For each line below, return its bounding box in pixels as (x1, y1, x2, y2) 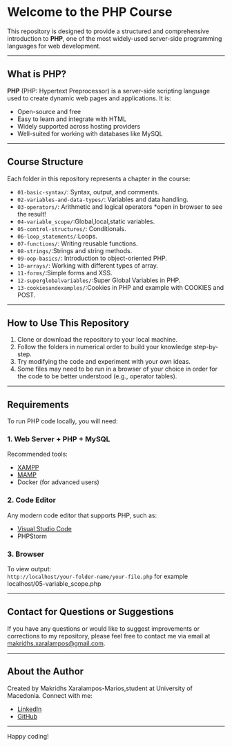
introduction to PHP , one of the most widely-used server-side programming (7, 34, 222, 42)
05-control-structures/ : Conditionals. (17, 224, 126, 232)
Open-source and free (17, 107, 81, 116)
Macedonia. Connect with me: (7, 691, 93, 699)
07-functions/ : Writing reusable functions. (17, 239, 138, 248)
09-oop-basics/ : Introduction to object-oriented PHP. (17, 254, 168, 262)
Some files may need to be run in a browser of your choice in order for (17, 365, 217, 373)
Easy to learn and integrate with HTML (17, 115, 127, 123)
